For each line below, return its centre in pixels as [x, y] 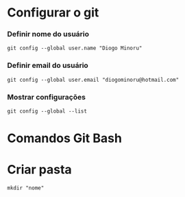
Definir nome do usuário [48, 34]
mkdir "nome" [26, 188]
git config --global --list [47, 111]
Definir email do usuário [48, 65]
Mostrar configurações [46, 97]
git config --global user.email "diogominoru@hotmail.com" [93, 80]
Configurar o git [53, 13]
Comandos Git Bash [64, 138]
